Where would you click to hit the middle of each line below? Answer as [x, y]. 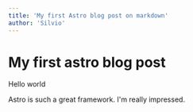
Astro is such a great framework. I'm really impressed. [96, 99]
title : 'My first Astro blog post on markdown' [89, 15]
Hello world [27, 84]
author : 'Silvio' [37, 23]
